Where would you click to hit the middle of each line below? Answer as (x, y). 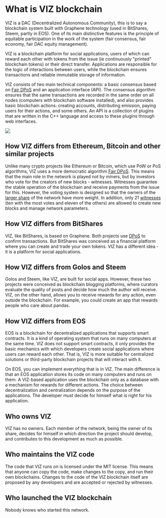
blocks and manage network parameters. (47, 208)
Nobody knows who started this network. (47, 510)
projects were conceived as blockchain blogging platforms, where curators (82, 285)
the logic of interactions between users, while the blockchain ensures (76, 69)
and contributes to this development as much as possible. (64, 439)
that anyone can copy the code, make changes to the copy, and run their (79, 472)
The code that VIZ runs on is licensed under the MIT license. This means (79, 466)
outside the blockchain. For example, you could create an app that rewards (82, 300)
